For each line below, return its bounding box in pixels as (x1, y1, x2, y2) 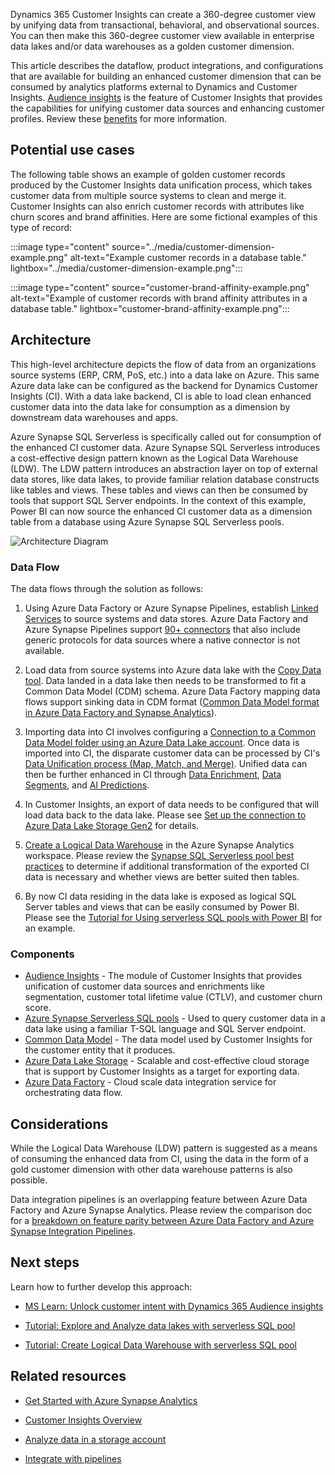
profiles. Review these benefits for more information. (10, 113, 228, 124)
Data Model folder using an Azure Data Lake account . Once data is (24, 736, 300, 748)
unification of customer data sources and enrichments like (24, 980, 265, 993)
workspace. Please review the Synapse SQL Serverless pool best (24, 849, 295, 861)
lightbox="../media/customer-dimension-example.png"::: (10, 262, 243, 274)
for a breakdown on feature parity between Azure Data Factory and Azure (10, 1215, 315, 1227)
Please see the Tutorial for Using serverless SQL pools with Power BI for (24, 911, 323, 923)
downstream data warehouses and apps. (10, 411, 179, 423)
